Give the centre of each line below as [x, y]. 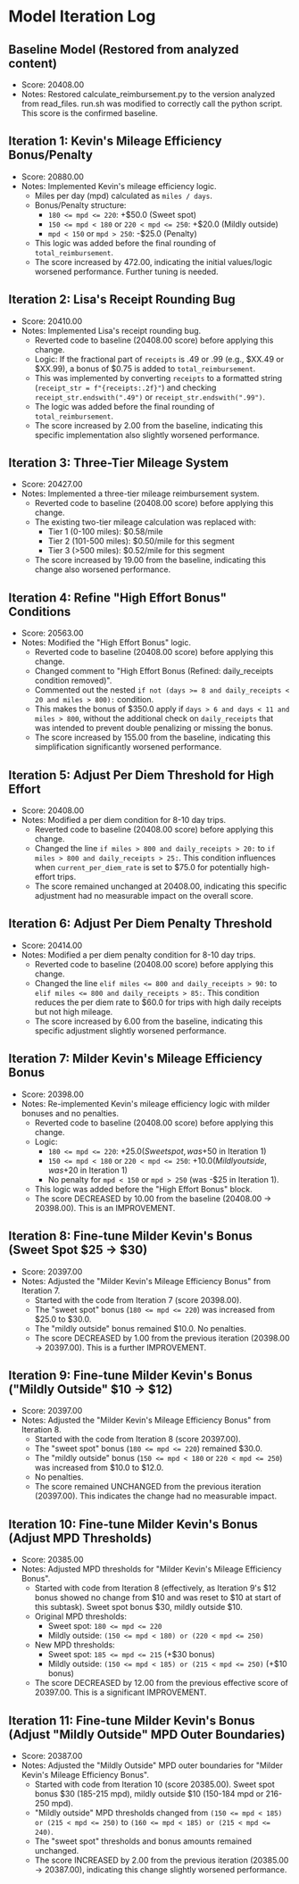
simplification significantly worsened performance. [128, 747]
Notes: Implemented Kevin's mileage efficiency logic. [119, 186]
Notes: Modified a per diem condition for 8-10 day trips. [124, 820]
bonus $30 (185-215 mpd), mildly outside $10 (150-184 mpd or [149, 1793]
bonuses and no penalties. [70, 1113]
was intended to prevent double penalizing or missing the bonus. [154, 728]
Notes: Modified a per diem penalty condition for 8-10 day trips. [138, 954]
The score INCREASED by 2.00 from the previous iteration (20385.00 [162, 1860]
